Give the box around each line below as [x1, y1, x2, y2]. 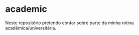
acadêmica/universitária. [5, 25, 57, 31]
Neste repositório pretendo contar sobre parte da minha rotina [5, 20, 134, 26]
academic [5, 3, 48, 15]
